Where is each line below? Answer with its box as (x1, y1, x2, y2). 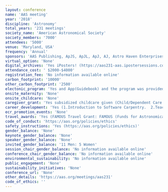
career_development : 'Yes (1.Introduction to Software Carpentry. (5, 105, 146, 110)
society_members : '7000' (5, 35, 57, 40)
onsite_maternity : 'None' (5, 91, 59, 96)
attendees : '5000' (5, 40, 43, 45)
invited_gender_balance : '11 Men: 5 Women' (5, 142, 97, 147)
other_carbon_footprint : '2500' (5, 81, 72, 86)
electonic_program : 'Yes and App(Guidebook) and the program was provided (5, 86, 164, 91)
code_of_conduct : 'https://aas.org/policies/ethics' (5, 118, 117, 124)
